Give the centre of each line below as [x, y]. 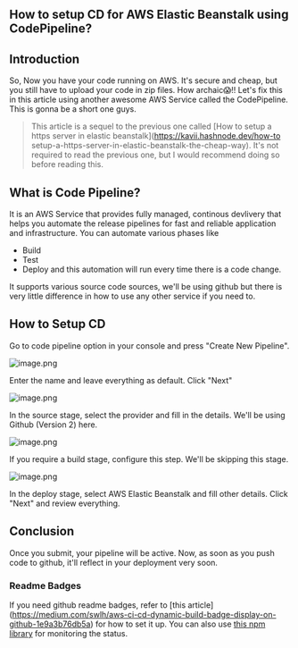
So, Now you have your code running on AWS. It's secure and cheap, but [144, 80]
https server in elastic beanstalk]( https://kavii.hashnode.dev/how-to [156, 136]
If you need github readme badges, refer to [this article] [112, 605]
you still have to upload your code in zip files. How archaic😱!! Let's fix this [146, 90]
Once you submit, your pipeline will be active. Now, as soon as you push [142, 552]
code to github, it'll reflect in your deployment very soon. [114, 562]
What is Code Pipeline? [75, 193]
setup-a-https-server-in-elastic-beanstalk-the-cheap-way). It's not [155, 146]
